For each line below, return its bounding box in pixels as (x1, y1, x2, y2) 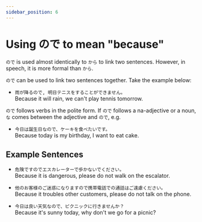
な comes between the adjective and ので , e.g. (6, 113, 121, 120)
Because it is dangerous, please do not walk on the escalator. (14, 172, 170, 180)
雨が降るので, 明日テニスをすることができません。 (14, 90, 126, 96)
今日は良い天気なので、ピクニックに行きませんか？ (14, 204, 125, 210)
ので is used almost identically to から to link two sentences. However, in (6, 58, 185, 65)
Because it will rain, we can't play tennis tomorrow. (14, 94, 144, 102)
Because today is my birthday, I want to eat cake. (14, 131, 139, 139)
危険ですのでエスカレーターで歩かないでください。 (14, 167, 125, 173)
